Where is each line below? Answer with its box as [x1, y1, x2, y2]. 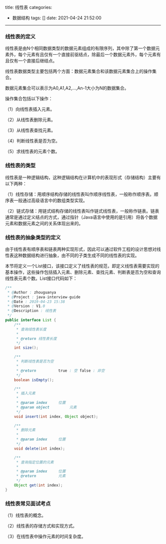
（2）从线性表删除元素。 [5, 117, 56, 123]
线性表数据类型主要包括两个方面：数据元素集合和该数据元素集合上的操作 [5, 69, 152, 75]
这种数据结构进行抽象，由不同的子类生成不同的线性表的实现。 [13, 252, 139, 258]
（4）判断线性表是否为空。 [5, 138, 60, 144]
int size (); [14, 345, 39, 350]
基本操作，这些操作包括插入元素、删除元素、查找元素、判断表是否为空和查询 [5, 269, 161, 275]
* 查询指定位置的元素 [16, 460, 54, 465]
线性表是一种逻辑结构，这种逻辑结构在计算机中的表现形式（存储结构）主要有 [5, 174, 161, 180]
